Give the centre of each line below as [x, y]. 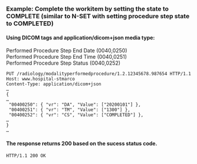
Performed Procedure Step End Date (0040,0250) [67, 51]
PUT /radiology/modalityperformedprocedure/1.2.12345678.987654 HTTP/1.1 [99, 74]
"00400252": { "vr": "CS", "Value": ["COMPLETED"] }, [76, 115]
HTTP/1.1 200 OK [26, 156]
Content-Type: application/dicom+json [54, 84]
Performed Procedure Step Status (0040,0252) [63, 63]
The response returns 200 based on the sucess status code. [82, 143]
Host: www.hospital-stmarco [41, 79]
